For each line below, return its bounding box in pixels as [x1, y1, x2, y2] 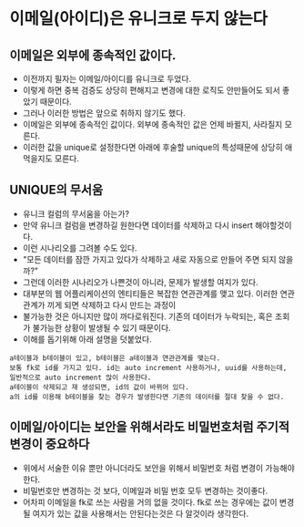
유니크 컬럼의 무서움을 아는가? [22, 208, 130, 219]
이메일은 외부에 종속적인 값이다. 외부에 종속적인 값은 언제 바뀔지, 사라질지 [22, 119, 283, 129]
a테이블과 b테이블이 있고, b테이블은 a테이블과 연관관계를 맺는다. [9, 353, 221, 363]
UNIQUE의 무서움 [9, 182, 103, 198]
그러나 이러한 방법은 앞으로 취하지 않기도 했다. [22, 108, 187, 119]
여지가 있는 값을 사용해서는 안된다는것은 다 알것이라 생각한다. [32, 508, 248, 519]
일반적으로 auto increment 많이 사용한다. [9, 373, 152, 382]
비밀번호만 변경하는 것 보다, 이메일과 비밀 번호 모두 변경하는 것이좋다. [22, 485, 269, 496]
